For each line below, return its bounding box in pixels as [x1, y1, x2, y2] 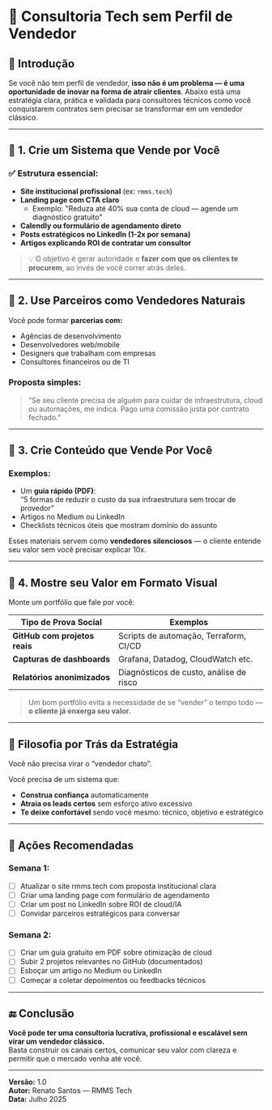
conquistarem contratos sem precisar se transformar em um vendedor [8, 104, 243, 113]
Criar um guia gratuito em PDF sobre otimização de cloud [19, 947, 212, 958]
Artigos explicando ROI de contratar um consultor [19, 238, 192, 248]
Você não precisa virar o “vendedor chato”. [8, 759, 152, 768]
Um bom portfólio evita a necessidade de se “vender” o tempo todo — [28, 698, 263, 708]
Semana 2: [8, 929, 52, 940]
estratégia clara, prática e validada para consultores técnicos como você [8, 96, 252, 104]
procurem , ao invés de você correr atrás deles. [28, 262, 186, 272]
